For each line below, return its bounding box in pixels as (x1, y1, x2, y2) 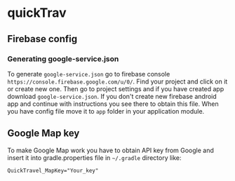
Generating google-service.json (7, 54, 119, 64)
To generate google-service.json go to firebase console (7, 69, 170, 78)
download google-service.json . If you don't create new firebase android (7, 92, 217, 100)
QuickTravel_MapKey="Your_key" (7, 167, 99, 174)
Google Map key (7, 128, 80, 140)
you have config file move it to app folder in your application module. (7, 107, 205, 115)
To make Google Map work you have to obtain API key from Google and (7, 146, 214, 154)
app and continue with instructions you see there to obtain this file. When (7, 100, 219, 108)
